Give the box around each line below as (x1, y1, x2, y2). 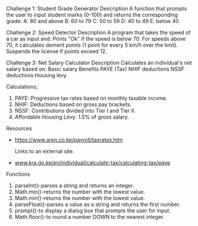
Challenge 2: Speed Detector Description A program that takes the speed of (6, 29, 191, 36)
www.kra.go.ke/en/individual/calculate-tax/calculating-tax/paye (14, 159, 170, 166)
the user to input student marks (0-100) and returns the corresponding (6, 11, 178, 18)
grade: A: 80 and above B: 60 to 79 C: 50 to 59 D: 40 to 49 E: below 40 (6, 18, 179, 24)
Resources (6, 125, 33, 132)
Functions (6, 171, 31, 178)
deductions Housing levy (6, 72, 67, 78)
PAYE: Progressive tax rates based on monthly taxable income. (14, 94, 168, 101)
